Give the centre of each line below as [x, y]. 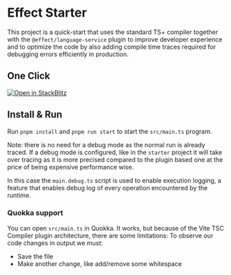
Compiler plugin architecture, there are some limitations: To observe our [110, 235]
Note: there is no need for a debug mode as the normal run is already [106, 144]
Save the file [35, 256]
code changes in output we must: [55, 243]
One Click [29, 76]
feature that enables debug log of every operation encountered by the [107, 187]
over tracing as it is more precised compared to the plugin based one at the [115, 159]
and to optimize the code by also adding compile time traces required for [112, 47]
